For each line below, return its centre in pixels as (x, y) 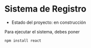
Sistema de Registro (45, 9)
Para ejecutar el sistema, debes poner (42, 32)
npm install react (23, 40)
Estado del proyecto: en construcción (49, 22)
